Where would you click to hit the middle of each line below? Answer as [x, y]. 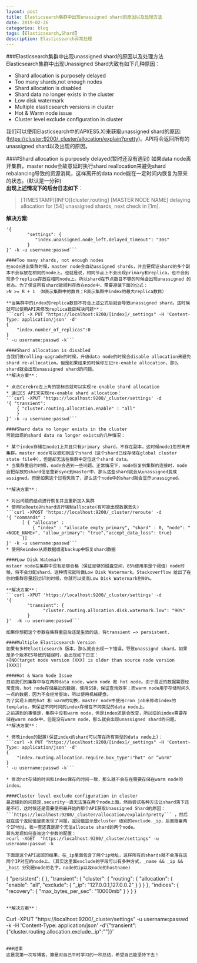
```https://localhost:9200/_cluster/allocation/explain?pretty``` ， [93, 815]
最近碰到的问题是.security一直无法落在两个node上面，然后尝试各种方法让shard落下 [96, 802]
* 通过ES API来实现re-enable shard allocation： [64, 393]
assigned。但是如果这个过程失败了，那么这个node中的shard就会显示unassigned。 [94, 478]
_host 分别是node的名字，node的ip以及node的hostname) [69, 868]
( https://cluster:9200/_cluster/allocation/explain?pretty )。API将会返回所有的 [98, 139]
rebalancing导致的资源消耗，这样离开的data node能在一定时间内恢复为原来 [97, 173]
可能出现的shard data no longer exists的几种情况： [66, 436]
